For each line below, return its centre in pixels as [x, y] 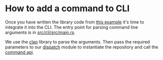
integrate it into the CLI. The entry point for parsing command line [72, 27]
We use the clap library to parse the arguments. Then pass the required [78, 41]
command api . [20, 52]
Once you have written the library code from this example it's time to [75, 22]
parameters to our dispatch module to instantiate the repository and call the [82, 47]
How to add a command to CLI [67, 9]
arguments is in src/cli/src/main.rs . [40, 32]
